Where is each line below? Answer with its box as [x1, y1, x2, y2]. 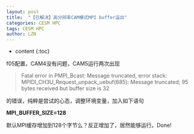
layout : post [6, 8, 39, 15]
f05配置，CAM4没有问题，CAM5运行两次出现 [6, 60, 120, 67]
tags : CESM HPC [6, 25, 45, 32]
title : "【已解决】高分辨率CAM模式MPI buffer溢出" [6, 14, 128, 20]
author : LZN [6, 31, 36, 37]
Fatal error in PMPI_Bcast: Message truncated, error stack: [21, 72, 167, 79]
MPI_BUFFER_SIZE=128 [6, 109, 66, 117]
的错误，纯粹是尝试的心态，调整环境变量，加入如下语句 [6, 97, 144, 105]
